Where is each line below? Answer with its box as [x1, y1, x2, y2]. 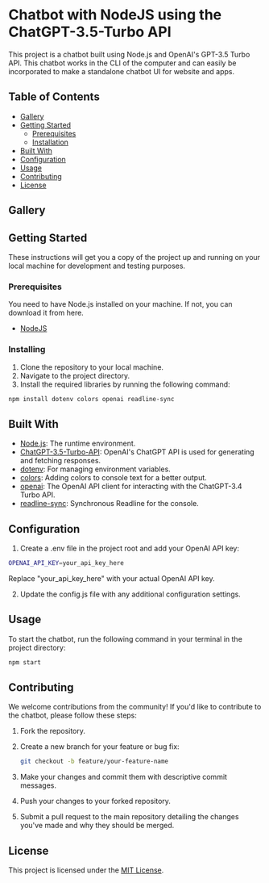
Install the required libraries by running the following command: [19, 379, 231, 389]
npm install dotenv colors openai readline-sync [8, 395, 175, 403]
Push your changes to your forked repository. [19, 797, 172, 806]
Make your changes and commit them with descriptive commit [19, 772, 228, 782]
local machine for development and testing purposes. [8, 261, 186, 270]
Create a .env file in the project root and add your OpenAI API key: [19, 543, 240, 554]
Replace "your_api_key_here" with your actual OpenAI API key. [8, 573, 215, 583]
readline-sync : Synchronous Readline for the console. [19, 499, 199, 508]
